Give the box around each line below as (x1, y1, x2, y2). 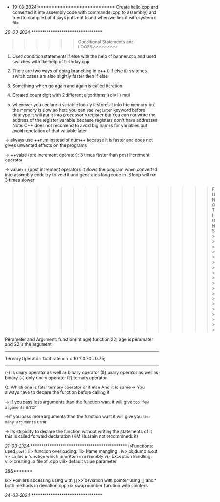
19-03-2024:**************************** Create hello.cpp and (12, 4, 159, 10)
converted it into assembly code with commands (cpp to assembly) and (12, 9, 157, 15)
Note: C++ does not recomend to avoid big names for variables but (12, 122, 148, 128)
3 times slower (5, 177, 35, 183)
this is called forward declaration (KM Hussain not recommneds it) (5, 434, 138, 439)
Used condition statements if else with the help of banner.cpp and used (12, 53, 156, 59)
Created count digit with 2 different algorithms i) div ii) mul (12, 92, 130, 98)
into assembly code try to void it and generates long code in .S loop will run (5, 172, 157, 178)
